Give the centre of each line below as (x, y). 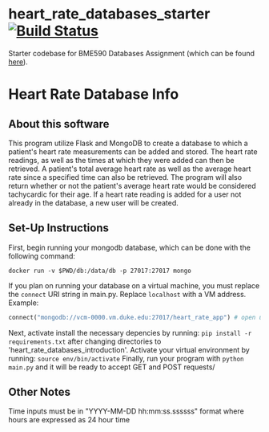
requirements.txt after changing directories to (85, 341)
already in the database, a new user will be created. (93, 202)
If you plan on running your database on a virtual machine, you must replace (134, 285)
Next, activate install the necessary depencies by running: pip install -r (130, 332)
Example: (24, 303)
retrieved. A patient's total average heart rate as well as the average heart (130, 169)
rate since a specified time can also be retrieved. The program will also (125, 177)
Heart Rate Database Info (94, 94)
